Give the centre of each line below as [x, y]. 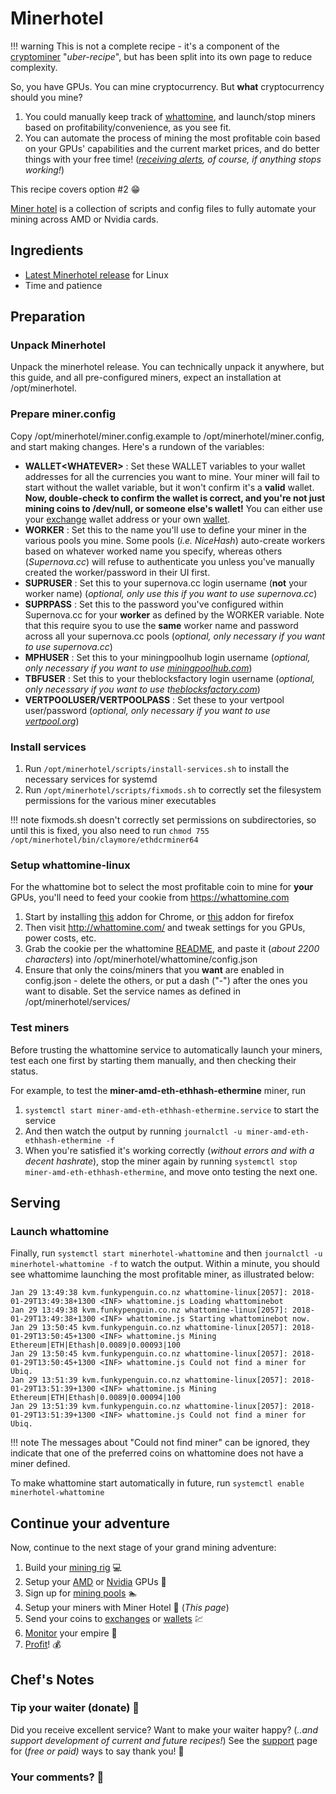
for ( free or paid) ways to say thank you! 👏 [97, 1751]
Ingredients [47, 250]
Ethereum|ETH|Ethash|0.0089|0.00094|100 [96, 1398]
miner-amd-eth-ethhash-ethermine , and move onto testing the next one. [171, 1171]
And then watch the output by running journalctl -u [133, 1131]
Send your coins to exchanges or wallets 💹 [114, 1619]
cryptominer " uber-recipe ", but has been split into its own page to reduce [161, 56]
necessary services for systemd [91, 779]
